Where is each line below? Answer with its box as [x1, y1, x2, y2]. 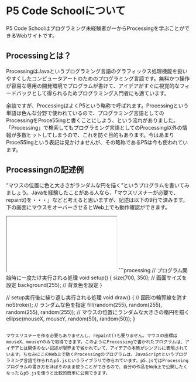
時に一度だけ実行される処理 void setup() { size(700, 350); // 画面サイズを [11, 274, 187, 281]
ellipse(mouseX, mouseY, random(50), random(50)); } [6, 315, 136, 322]
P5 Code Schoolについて [6, 4, 126, 18]
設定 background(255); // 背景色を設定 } [6, 281, 102, 288]
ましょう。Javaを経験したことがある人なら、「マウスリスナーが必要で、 [6, 189, 178, 196]
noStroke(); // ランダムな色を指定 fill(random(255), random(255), [6, 301, 162, 308]
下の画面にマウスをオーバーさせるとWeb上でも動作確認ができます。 [6, 204, 171, 211]
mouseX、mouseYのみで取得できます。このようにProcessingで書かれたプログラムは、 [6, 339, 185, 345]
